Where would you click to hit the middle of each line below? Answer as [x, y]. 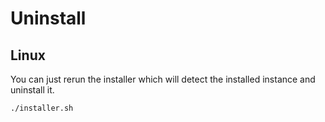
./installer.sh [42, 108]
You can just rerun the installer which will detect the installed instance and [163, 79]
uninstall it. [32, 90]
